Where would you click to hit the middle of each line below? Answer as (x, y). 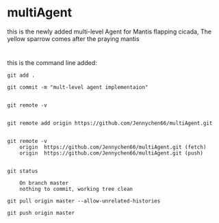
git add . (21, 76)
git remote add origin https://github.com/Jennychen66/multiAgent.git (110, 123)
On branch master (44, 183)
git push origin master (41, 213)
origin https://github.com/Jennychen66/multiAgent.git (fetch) (113, 147)
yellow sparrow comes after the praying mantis (73, 38)
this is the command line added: (52, 63)
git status (23, 171)
